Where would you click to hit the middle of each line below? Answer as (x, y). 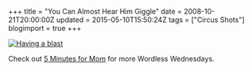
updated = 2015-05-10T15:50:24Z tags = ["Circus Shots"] (150, 20)
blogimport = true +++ (45, 28)
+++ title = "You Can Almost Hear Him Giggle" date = (95, 11)
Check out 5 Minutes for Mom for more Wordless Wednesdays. (111, 59)
